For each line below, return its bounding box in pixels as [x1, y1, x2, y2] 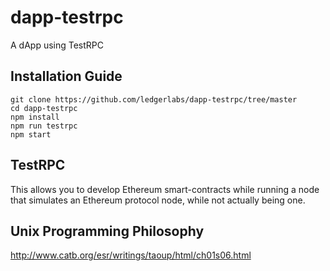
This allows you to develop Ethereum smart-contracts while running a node [10, 183, 320, 195]
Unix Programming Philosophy [10, 222, 205, 240]
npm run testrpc [10, 121, 78, 131]
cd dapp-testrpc [10, 103, 78, 113]
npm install [10, 112, 60, 122]
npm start [10, 129, 52, 140]
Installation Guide [10, 68, 123, 85]
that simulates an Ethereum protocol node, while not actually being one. [10, 194, 306, 206]
